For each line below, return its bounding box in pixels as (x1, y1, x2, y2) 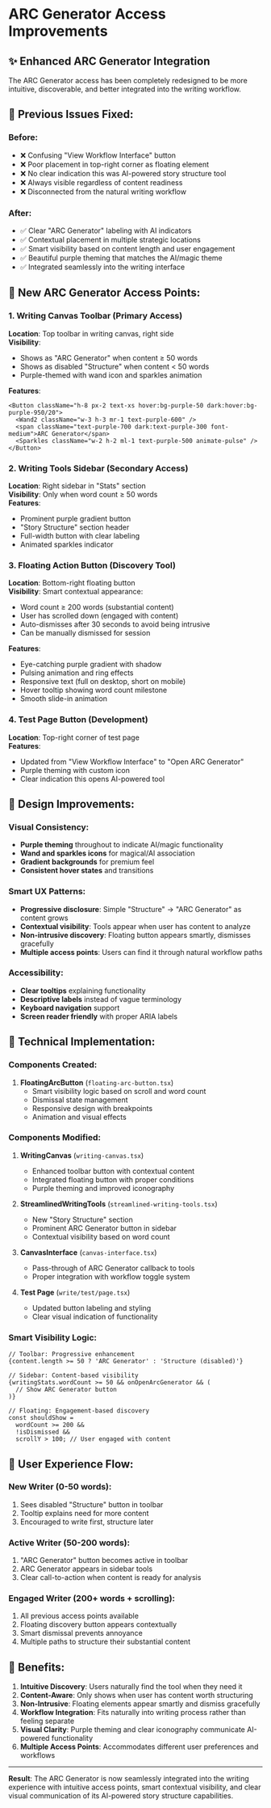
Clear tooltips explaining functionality (19, 986, 147, 995)
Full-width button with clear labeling (19, 530, 140, 540)
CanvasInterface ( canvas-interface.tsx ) (19, 1247, 157, 1257)
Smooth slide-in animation (19, 694, 107, 703)
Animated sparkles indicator (19, 539, 115, 549)
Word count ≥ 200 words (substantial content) (19, 602, 175, 612)
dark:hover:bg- (206, 401, 258, 409)
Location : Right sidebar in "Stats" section (8, 480, 147, 490)
